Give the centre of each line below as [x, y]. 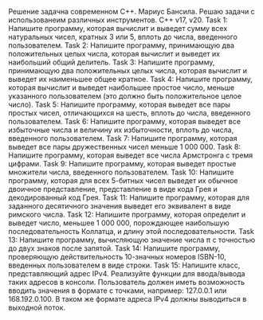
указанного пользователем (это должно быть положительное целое [125, 96]
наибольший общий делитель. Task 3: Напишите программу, [112, 62]
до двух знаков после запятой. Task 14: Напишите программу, [114, 248]
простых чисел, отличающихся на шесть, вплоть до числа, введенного [130, 113]
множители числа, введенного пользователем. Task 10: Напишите [121, 172]
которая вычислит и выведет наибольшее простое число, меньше [122, 88]
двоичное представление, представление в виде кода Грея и [113, 189]
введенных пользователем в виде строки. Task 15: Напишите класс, [124, 265]
